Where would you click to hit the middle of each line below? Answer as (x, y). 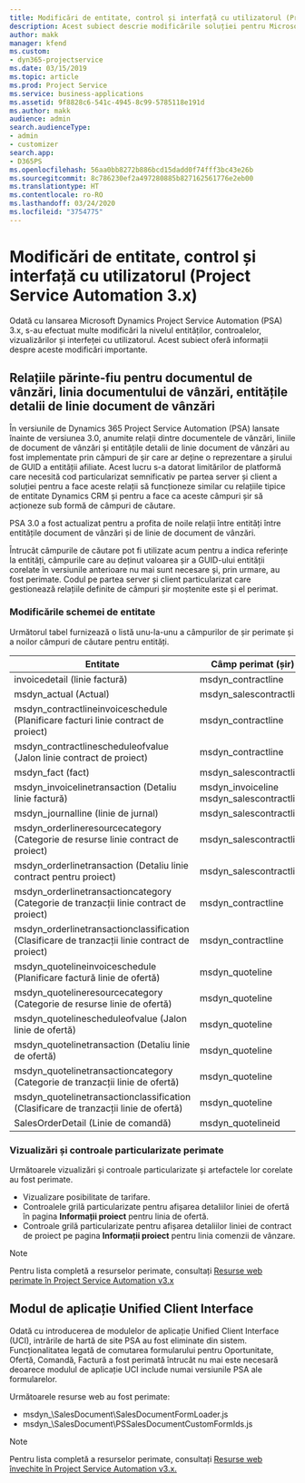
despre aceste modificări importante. (79, 349)
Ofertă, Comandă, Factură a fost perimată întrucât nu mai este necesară (144, 1360)
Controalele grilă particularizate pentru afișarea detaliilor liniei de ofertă (156, 1207)
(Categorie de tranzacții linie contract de (100, 902)
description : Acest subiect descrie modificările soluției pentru (138, 26)
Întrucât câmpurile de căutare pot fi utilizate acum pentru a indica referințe (149, 550)
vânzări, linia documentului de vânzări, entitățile (149, 393)
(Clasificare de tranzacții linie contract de (102, 940)
